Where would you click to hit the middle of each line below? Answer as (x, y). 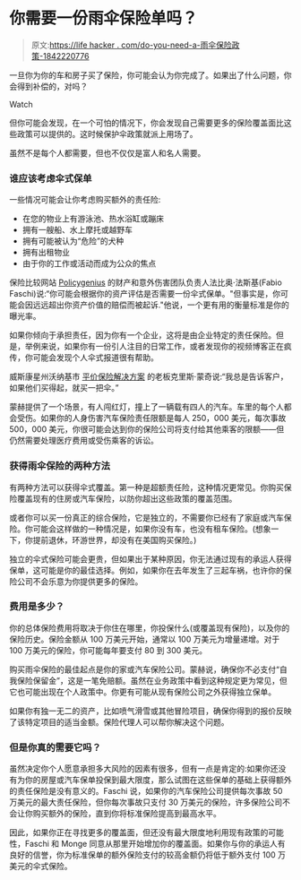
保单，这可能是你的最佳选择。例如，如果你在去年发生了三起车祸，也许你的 (146, 570)
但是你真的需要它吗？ (55, 747)
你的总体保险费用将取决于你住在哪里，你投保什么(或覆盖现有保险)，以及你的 (150, 627)
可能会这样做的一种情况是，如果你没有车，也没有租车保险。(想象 (152, 529)
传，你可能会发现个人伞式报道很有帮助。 (84, 358)
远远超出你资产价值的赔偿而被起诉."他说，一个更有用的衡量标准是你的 (161, 305)
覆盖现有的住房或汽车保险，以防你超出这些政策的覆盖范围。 (127, 498)
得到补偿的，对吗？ (52, 86)
